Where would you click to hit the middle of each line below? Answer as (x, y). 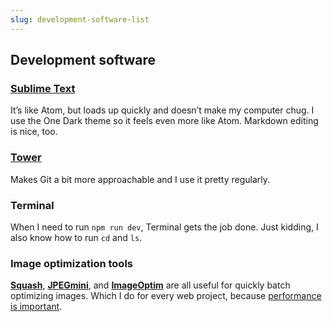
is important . (36, 307)
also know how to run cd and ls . (76, 237)
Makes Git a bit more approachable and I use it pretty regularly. (140, 179)
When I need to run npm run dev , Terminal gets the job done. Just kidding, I (164, 227)
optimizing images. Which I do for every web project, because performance (166, 296)
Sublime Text (43, 88)
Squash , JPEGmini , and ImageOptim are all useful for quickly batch (150, 285)
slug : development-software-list (80, 19)
